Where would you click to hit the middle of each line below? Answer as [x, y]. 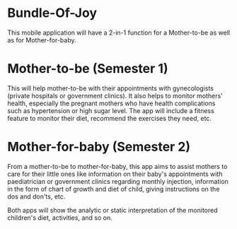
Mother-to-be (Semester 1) [88, 69]
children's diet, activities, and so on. [60, 218]
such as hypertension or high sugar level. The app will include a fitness [111, 110]
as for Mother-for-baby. [42, 40]
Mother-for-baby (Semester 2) [99, 147]
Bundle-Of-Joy [52, 13]
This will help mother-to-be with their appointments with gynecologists [111, 88]
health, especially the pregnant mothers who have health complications [111, 103]
